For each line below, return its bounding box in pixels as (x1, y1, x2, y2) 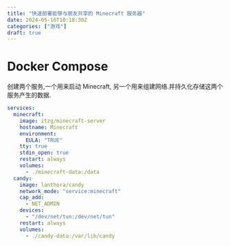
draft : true (7, 29, 41, 36)
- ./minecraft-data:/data (25, 168, 100, 175)
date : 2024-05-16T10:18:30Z (7, 16, 88, 23)
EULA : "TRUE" (25, 137, 63, 144)
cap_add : (19, 194, 45, 201)
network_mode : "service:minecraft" (19, 188, 122, 194)
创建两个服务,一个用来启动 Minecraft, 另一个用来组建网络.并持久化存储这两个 (7, 82, 223, 91)
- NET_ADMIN (25, 201, 60, 208)
